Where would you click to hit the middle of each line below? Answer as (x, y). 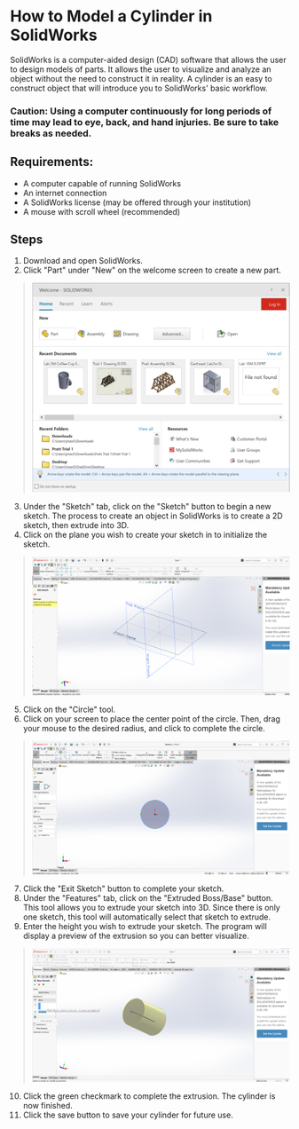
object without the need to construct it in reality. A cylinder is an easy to (142, 78)
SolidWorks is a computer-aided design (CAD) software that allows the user (148, 59)
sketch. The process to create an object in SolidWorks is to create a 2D (153, 516)
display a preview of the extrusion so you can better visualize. (136, 936)
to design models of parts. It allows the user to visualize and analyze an (141, 69)
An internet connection (65, 193)
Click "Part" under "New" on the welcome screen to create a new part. (152, 270)
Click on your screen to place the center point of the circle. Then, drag (151, 718)
